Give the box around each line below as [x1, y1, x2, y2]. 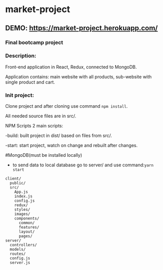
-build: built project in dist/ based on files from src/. [5, 132, 113, 139]
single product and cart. [5, 79, 56, 85]
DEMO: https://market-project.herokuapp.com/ [5, 24, 158, 32]
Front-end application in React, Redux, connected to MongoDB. [5, 64, 137, 70]
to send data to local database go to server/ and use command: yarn [12, 162, 154, 168]
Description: [5, 52, 36, 59]
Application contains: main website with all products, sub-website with [5, 73, 152, 79]
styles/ [14, 207, 30, 212]
